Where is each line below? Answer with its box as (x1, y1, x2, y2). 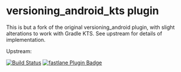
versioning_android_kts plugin (6, 4, 159, 18)
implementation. (6, 36, 46, 43)
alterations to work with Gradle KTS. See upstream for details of (6, 30, 163, 37)
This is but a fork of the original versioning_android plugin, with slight (6, 24, 175, 31)
